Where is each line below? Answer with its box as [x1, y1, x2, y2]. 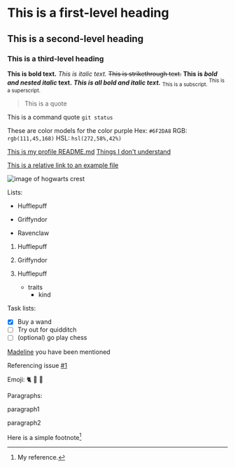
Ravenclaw [17, 229, 50, 237]
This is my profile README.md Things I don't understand [7, 148, 171, 156]
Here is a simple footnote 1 [7, 432, 82, 441]
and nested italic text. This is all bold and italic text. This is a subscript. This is [7, 77, 225, 88]
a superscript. [7, 87, 41, 94]
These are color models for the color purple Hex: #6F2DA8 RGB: [7, 127, 187, 135]
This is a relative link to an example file [7, 161, 119, 169]
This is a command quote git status [7, 113, 113, 122]
